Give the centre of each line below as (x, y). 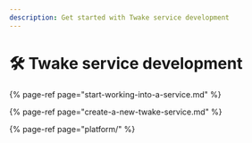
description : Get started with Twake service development (119, 17)
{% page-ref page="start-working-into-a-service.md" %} (115, 94)
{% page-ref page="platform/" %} (72, 129)
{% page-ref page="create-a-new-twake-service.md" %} (116, 112)
